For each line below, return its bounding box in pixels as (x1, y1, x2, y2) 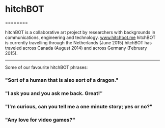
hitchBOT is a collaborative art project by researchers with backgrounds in (5, 29, 156, 35)
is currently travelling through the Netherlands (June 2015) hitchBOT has (5, 39, 152, 45)
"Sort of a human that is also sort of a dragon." (5, 76, 119, 83)
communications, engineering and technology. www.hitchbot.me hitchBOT (5, 34, 156, 40)
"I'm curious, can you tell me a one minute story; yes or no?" (5, 103, 153, 110)
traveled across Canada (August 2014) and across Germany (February (5, 45, 147, 51)
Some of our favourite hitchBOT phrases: (5, 64, 88, 70)
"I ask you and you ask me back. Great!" (5, 90, 103, 96)
